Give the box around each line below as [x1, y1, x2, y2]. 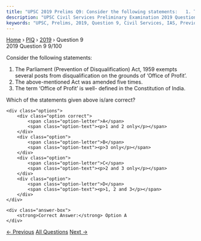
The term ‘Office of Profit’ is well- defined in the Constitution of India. [14, 85, 185, 92]
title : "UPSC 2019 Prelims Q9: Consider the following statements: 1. [6, 8, 191, 15]
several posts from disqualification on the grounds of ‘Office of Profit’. [14, 72, 187, 80]
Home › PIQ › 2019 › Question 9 [6, 36, 84, 44]
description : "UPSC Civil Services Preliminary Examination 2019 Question [6, 14, 197, 20]
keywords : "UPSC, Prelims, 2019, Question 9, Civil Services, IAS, [6, 20, 178, 26]
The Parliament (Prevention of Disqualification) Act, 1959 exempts [14, 66, 178, 73]
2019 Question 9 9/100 [6, 42, 62, 50]
